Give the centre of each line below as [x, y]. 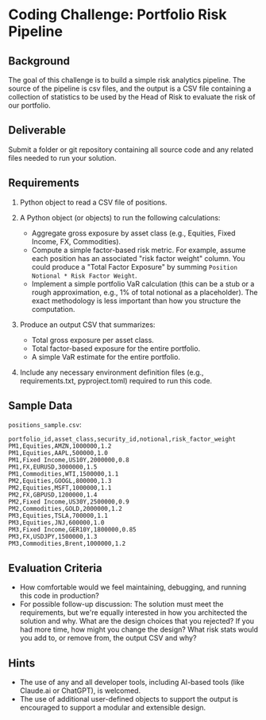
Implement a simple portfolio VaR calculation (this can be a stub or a [143, 283]
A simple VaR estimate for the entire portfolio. [106, 356]
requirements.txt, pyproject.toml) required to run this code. [116, 380]
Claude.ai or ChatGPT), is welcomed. [80, 691]
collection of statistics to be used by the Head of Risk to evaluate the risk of [132, 97]
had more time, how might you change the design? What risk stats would [139, 629]
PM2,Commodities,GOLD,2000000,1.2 [66, 509]
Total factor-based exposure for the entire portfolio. [116, 348]
